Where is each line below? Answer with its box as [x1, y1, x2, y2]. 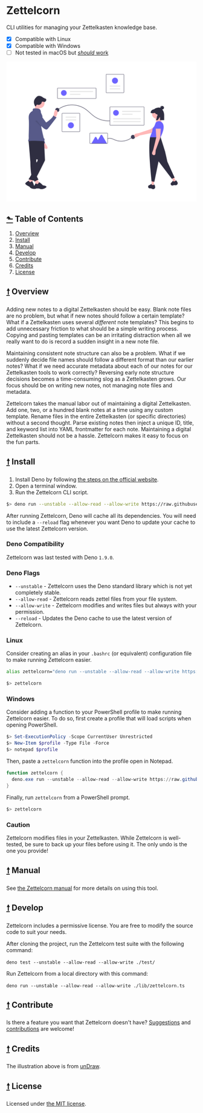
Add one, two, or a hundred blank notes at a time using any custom [6, 406, 173, 413]
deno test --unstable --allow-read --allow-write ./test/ [6, 959, 155, 965]
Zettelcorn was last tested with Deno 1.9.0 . [6, 553, 114, 561]
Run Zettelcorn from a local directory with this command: [6, 970, 149, 977]
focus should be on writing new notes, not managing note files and [6, 382, 173, 389]
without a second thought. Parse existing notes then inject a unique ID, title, [6, 419, 195, 426]
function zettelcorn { [6, 770, 63, 776]
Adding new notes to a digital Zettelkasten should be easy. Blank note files [6, 305, 192, 313]
